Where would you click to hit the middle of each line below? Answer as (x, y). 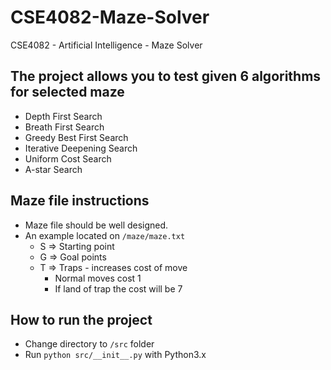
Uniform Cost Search (68, 158)
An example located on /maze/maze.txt (105, 235)
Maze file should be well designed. (96, 225)
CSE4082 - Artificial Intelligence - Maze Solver (106, 45)
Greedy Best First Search (76, 137)
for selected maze (67, 92)
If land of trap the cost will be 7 (118, 288)
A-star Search (53, 169)
